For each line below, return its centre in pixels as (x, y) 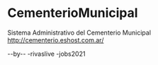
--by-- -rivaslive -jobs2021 (46, 54)
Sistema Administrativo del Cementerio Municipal (79, 32)
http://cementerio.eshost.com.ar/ (56, 40)
